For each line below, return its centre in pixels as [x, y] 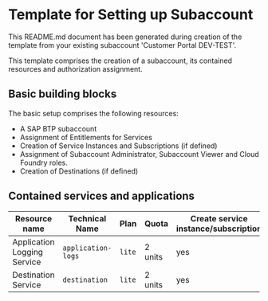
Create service [219, 218]
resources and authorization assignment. [75, 68]
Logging [28, 252]
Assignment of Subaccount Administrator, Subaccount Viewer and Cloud [139, 154]
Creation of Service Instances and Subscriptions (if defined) [118, 146]
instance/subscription [219, 229]
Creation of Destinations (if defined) [79, 171]
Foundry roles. [43, 162]
